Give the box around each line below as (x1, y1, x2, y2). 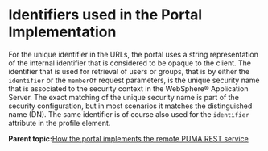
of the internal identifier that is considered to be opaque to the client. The (8, 58, 252, 68)
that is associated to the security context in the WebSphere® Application (8, 83, 249, 94)
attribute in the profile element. (8, 118, 111, 128)
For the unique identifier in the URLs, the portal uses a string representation (8, 49, 259, 59)
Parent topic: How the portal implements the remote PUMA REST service (8, 133, 249, 143)
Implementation (8, 23, 117, 41)
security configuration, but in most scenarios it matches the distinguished (8, 101, 253, 111)
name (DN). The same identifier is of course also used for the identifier (8, 109, 249, 119)
